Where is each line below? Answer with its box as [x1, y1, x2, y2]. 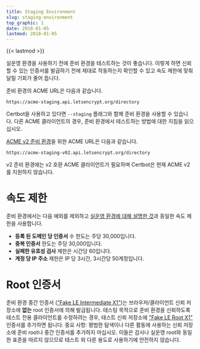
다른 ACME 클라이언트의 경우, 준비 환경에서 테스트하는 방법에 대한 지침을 [14, 118, 183, 125]
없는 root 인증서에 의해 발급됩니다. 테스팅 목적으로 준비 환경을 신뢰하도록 [21, 307, 190, 313]
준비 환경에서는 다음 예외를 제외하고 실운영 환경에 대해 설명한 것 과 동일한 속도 [6, 212, 186, 220]
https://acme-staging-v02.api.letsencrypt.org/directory [6, 150, 151, 156]
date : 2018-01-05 [6, 25, 49, 32]
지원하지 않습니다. [12, 168, 54, 176]
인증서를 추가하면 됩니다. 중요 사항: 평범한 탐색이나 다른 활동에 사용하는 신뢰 [6, 322, 183, 328]
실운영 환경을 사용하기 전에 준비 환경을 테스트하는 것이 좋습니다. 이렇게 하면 [6, 60, 181, 67]
